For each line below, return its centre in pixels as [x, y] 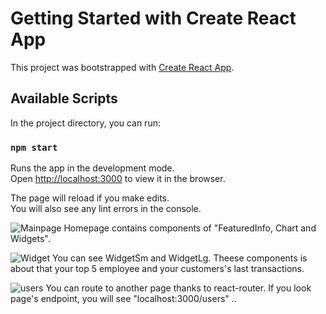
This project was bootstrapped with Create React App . [122, 67]
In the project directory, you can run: [85, 123]
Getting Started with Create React [153, 18]
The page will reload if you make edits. [90, 198]
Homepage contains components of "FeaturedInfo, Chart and [190, 228]
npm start [34, 147]
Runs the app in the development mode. [92, 168]
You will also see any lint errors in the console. [106, 209]
